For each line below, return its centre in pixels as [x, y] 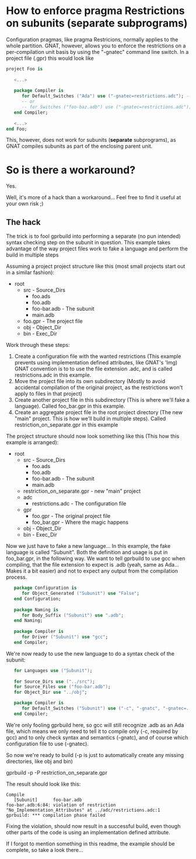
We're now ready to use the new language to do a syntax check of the [90, 653]
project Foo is [24, 69]
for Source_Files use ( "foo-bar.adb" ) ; [62, 687]
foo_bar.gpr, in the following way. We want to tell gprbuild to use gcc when [96, 558]
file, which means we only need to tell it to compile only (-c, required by [92, 731]
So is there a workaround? [71, 170]
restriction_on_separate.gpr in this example [66, 425]
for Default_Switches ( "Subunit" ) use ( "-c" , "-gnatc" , [91, 708]
